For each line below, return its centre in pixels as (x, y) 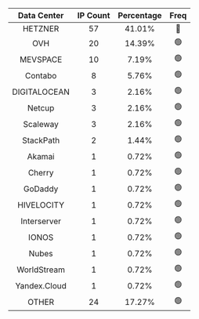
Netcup (41, 107)
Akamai (41, 156)
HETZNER (41, 29)
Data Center (41, 15)
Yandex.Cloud (41, 285)
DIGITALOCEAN (41, 92)
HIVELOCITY (41, 205)
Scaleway (41, 124)
